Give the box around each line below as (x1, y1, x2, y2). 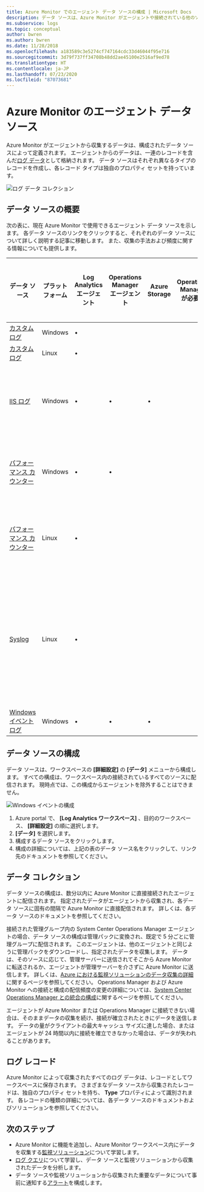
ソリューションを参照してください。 (11, 1104, 102, 1112)
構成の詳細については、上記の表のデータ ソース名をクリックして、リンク (15, 844, 197, 852)
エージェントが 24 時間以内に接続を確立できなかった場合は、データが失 (6, 1029, 186, 1037)
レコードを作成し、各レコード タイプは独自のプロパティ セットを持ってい (6, 164, 190, 172)
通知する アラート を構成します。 (25, 1179, 106, 1187)
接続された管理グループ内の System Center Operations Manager (6, 925, 167, 932)
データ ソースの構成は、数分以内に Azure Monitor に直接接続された (6, 889, 174, 897)
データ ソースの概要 (6, 205, 80, 215)
